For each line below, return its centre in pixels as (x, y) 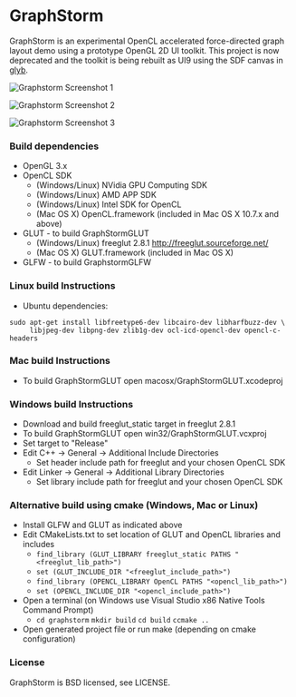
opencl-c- (263, 330)
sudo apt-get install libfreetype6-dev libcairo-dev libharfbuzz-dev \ (147, 322)
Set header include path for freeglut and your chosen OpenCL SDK (161, 463)
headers (24, 338)
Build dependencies (54, 146)
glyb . (19, 70)
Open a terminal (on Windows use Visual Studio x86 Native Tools (143, 601)
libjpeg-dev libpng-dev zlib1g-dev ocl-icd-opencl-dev (135, 330)
